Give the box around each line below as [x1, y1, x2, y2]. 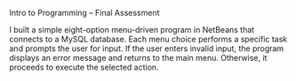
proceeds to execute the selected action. [9, 62, 159, 72]
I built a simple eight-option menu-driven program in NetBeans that [9, 25, 255, 34]
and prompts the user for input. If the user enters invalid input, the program [9, 43, 284, 54]
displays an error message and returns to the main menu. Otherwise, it [9, 53, 268, 63]
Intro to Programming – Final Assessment [9, 8, 160, 18]
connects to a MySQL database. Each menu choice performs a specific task [9, 34, 288, 44]
